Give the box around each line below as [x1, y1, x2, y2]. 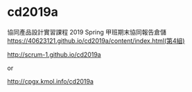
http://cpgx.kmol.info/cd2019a [7, 77, 94, 85]
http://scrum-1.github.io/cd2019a [7, 50, 102, 59]
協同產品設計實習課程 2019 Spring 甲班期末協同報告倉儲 [7, 28, 166, 36]
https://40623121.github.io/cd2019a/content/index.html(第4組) [7, 36, 185, 45]
